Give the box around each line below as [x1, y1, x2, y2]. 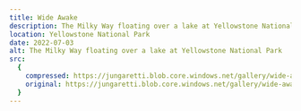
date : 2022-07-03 [9, 38, 74, 47]
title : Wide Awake [9, 13, 78, 22]
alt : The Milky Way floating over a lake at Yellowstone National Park [9, 47, 282, 55]
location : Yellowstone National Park [9, 30, 150, 38]
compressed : [25, 72, 70, 81]
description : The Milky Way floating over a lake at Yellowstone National [9, 21, 295, 30]
